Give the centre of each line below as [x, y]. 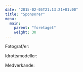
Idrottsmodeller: [21, 56]
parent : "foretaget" [35, 28]
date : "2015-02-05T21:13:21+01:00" [42, 10]
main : [15, 23]
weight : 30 [25, 32]
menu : [11, 19]
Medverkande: [20, 65]
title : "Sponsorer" [25, 14]
